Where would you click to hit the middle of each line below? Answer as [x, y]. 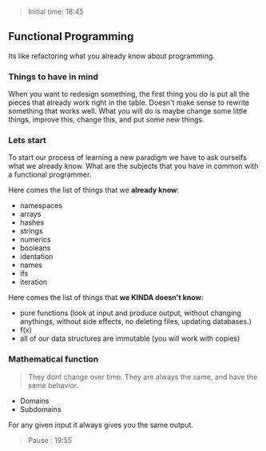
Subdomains [40, 409]
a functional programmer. [50, 174]
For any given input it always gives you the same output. [101, 425]
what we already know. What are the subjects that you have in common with [133, 166]
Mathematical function [54, 359]
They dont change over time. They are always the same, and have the [143, 377]
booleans [35, 248]
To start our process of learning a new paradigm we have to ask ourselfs [128, 158]
